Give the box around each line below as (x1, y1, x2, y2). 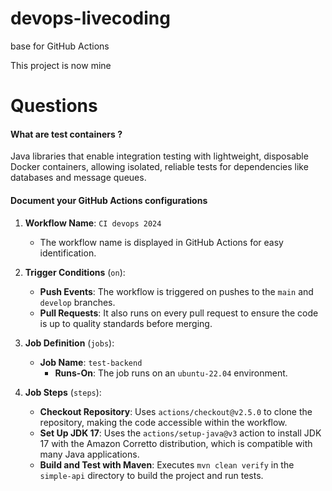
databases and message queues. (10, 172, 147, 184)
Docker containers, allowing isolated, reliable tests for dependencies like (10, 161, 309, 173)
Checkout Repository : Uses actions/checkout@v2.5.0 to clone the (39, 405, 313, 417)
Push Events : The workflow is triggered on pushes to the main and (39, 285, 314, 297)
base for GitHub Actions (10, 40, 110, 52)
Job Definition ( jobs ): (24, 337, 115, 349)
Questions (10, 95, 98, 117)
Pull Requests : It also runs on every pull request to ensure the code (39, 307, 319, 319)
